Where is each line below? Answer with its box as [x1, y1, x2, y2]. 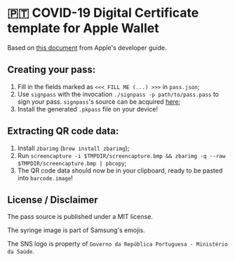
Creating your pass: [7, 64, 96, 76]
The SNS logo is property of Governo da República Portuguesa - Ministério [7, 240, 228, 248]
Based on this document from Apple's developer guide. [7, 43, 167, 52]
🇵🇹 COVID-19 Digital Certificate [7, 5, 199, 21]
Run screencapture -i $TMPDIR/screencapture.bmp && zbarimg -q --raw [17, 151, 226, 159]
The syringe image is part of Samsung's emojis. [7, 226, 145, 234]
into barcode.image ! [17, 173, 74, 182]
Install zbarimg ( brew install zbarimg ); [17, 144, 130, 152]
